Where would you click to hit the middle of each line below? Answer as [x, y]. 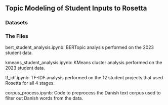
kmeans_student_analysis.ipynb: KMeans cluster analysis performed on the [84, 62]
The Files [17, 36]
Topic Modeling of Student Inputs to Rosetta [76, 8]
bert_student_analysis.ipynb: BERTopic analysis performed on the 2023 [80, 47]
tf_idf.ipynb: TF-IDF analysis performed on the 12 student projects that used [84, 77]
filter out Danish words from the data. [44, 98]
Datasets [16, 23]
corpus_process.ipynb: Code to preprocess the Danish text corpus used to [83, 92]
